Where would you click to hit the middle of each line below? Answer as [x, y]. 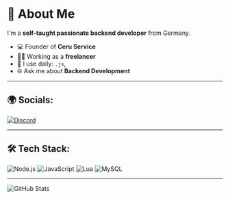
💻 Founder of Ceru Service [56, 47]
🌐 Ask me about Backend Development [74, 70]
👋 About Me [41, 14]
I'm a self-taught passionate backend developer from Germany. [99, 33]
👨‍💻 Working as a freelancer [56, 56]
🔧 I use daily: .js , [41, 64]
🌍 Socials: [30, 100]
